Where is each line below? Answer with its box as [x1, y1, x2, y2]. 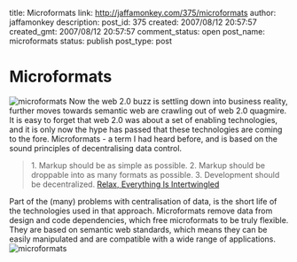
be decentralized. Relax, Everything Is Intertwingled [30, 179, 220, 189]
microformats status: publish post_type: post [9, 35, 173, 46]
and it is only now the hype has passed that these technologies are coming [9, 124, 283, 135]
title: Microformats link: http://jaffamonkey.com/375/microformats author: [9, 8, 277, 18]
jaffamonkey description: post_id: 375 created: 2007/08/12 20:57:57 [9, 17, 257, 27]
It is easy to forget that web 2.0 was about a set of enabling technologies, [9, 114, 277, 125]
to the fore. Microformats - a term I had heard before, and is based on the [9, 133, 277, 144]
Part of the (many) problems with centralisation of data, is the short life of [9, 196, 277, 206]
